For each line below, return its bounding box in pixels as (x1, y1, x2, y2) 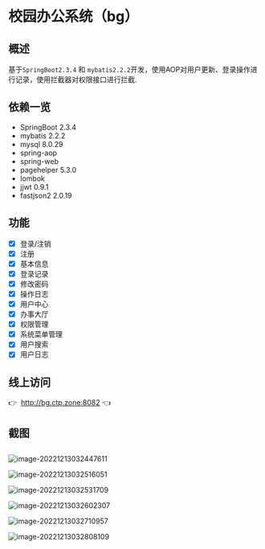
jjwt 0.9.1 (19, 182, 49, 191)
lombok (19, 174, 46, 183)
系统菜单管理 (19, 330, 63, 339)
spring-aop (19, 148, 58, 158)
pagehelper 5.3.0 (19, 165, 77, 174)
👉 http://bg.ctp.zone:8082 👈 (8, 398, 111, 408)
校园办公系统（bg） (8, 7, 139, 26)
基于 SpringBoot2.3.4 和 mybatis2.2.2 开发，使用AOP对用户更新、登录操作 (8, 65, 251, 74)
